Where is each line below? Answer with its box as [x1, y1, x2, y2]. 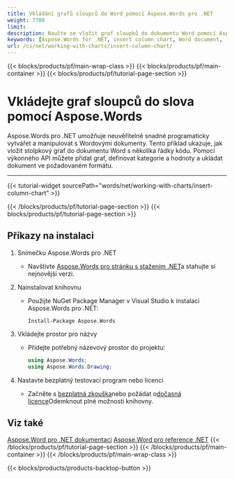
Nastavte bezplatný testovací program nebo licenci [17, 376, 164, 384]
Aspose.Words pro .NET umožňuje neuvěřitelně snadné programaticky [7, 131, 210, 140]
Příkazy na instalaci [7, 230, 94, 242]
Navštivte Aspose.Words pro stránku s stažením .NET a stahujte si [27, 262, 216, 270]
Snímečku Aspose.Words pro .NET [17, 249, 117, 257]
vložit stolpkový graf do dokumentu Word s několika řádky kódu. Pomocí [7, 146, 215, 154]
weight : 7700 [7, 17, 45, 24]
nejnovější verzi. [27, 270, 75, 278]
